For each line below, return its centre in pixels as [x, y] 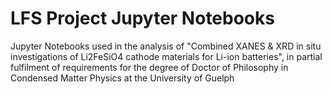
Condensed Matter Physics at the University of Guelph [122, 78]
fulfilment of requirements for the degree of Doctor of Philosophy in [149, 67]
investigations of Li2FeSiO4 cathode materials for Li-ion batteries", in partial [166, 56]
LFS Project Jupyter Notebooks [142, 18]
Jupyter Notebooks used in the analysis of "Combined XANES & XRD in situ [166, 46]
